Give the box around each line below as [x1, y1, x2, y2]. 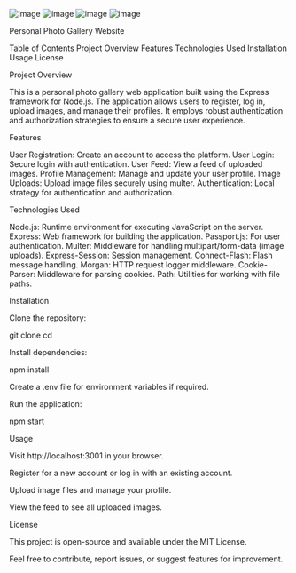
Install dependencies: [9, 347, 88, 357]
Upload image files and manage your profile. [9, 485, 172, 495]
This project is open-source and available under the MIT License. [9, 537, 247, 546]
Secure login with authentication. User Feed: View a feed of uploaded [9, 159, 263, 169]
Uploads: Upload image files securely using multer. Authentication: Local [9, 178, 275, 188]
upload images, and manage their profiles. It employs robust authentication [9, 106, 284, 115]
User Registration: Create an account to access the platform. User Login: [9, 149, 275, 160]
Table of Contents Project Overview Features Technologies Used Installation [9, 43, 288, 53]
